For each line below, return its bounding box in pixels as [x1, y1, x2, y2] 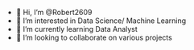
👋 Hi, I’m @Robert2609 [15, 8, 93, 17]
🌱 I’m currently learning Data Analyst [15, 25, 138, 33]
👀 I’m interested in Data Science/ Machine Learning [15, 16, 187, 25]
